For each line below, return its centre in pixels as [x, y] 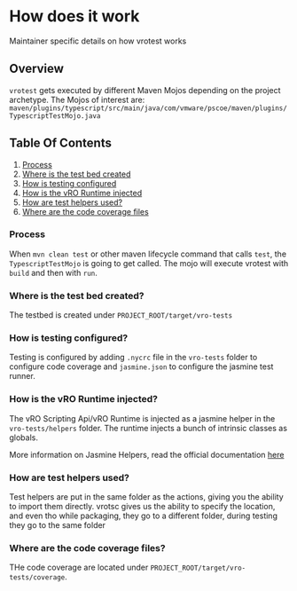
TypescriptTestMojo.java [55, 116]
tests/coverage [37, 578]
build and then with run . [53, 272]
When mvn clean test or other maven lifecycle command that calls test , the [148, 254]
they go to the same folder [58, 525]
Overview [37, 69]
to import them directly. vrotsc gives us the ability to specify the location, [142, 507]
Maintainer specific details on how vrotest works [98, 41]
